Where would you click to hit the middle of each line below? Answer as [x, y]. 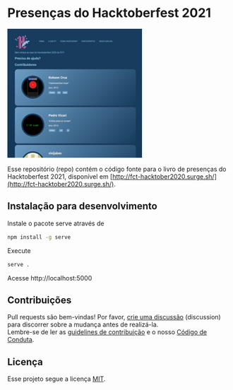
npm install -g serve [39, 237]
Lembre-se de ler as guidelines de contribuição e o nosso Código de [107, 332]
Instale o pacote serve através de [56, 223]
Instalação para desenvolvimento [82, 206]
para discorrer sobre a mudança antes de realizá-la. [83, 325]
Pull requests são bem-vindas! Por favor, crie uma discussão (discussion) [114, 317]
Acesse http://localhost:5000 [50, 278]
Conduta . [21, 340]
